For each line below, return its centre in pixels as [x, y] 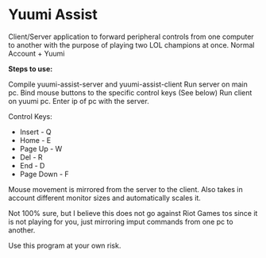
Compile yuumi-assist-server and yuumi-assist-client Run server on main [128, 84]
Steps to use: [31, 68]
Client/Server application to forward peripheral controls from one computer [131, 37]
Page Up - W [41, 148]
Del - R [31, 157]
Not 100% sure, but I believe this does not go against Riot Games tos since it [133, 213]
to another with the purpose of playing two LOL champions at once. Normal [131, 44]
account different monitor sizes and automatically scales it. [104, 198]
